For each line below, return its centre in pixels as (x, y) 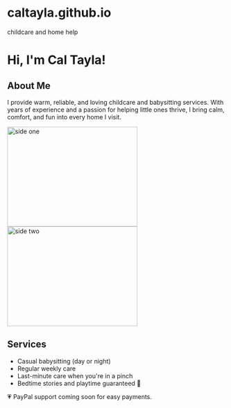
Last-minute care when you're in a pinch (75, 375)
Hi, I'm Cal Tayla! (57, 60)
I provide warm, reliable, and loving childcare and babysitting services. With (115, 102)
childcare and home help (43, 32)
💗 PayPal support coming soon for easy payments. (80, 396)
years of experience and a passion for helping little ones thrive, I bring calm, (116, 110)
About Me (29, 86)
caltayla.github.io (59, 13)
